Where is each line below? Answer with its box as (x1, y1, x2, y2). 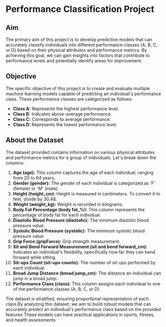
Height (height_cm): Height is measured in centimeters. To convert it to (12, 190, 161, 196)
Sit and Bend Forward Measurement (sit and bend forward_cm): (12, 243, 148, 250)
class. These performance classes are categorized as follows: (5, 96, 133, 102)
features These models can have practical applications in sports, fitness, (5, 312, 155, 318)
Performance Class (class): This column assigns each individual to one (12, 281, 161, 287)
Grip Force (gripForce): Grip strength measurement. (12, 238, 121, 244)
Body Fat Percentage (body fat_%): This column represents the (12, 206, 145, 212)
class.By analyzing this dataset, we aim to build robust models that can (5, 301, 152, 307)
